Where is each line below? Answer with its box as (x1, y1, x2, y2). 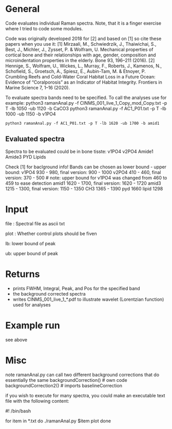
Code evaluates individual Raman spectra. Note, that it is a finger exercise (5, 20, 162, 26)
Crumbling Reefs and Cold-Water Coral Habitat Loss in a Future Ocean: (5, 73, 156, 80)
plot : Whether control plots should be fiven (5, 230, 97, 237)
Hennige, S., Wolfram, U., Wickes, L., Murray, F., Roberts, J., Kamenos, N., (5, 63, 162, 69)
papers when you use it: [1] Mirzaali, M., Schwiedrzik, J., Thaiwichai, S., (5, 41, 157, 47)
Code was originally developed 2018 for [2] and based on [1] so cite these (5, 35, 162, 42)
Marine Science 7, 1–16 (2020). (5, 84, 70, 90)
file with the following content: (5, 398, 69, 404)
